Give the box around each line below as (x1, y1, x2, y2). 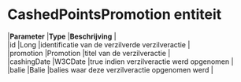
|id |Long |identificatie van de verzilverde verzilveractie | (7, 39, 191, 49)
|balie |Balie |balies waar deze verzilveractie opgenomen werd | (7, 65, 213, 74)
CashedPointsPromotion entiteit (7, 6, 222, 24)
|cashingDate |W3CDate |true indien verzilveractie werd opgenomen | (7, 57, 234, 66)
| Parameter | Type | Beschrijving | (7, 32, 117, 41)
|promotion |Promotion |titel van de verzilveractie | (7, 48, 171, 58)
